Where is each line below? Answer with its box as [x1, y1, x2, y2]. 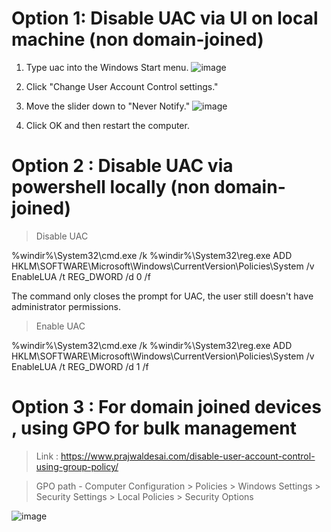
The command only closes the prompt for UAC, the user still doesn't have [11, 290, 314, 302]
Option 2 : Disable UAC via [11, 155, 234, 177]
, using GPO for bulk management [11, 417, 298, 440]
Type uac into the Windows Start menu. [25, 61, 189, 73]
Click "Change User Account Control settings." [25, 80, 219, 92]
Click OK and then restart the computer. [25, 119, 190, 131]
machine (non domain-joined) [11, 28, 264, 51]
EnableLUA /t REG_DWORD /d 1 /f [11, 360, 149, 372]
